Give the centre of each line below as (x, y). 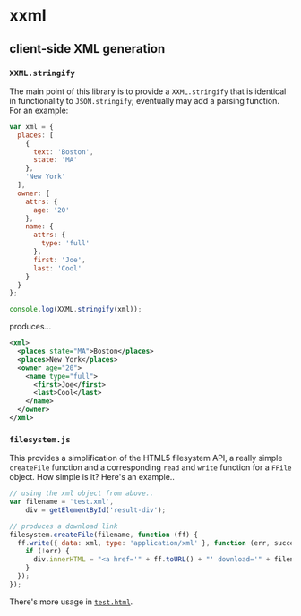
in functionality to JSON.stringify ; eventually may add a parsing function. (145, 100)
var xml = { (31, 126)
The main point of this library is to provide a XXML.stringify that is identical (148, 91)
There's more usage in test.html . (71, 602)
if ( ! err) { (47, 552)
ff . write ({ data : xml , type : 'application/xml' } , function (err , (144, 543)
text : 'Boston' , (63, 152)
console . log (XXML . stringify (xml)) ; (76, 310)
